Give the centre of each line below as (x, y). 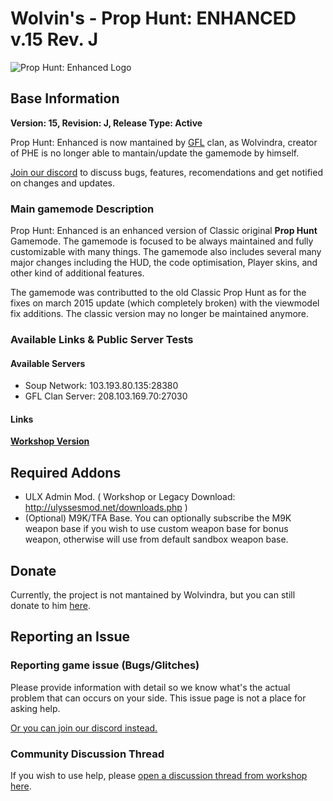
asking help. (35, 708)
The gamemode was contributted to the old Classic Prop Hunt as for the (158, 293)
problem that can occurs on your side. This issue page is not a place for (158, 698)
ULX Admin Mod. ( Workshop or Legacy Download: (130, 497)
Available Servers (48, 363)
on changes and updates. (63, 183)
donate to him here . (50, 605)
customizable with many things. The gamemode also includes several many (166, 252)
